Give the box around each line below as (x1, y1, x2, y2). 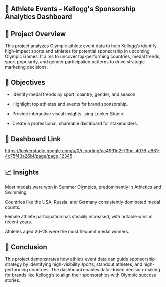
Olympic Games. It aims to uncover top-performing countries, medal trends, (5, 53, 161, 60)
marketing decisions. (5, 64, 48, 70)
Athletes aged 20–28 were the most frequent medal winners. (5, 228, 129, 234)
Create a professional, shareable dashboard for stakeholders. (12, 120, 138, 127)
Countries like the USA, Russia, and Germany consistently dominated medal (5, 199, 160, 205)
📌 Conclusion (5, 243, 47, 251)
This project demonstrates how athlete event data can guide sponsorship (5, 256, 155, 262)
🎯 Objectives (5, 78, 46, 87)
